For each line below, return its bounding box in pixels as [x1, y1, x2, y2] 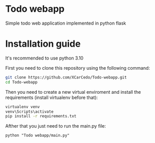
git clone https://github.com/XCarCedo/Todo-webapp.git [5, 75, 127, 80]
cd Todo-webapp [5, 79, 38, 85]
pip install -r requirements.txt [5, 114, 77, 119]
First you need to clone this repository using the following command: [5, 65, 150, 71]
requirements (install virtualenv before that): [5, 94, 98, 100]
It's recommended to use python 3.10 [5, 55, 83, 61]
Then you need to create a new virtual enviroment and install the [5, 89, 141, 95]
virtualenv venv [5, 104, 40, 109]
